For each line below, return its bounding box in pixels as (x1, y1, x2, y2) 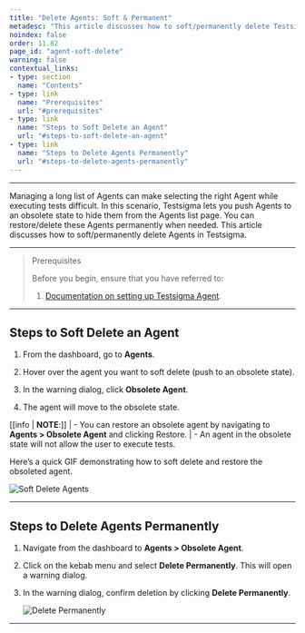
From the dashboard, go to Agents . (22, 349, 155, 360)
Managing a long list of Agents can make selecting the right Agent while (9, 190, 279, 201)
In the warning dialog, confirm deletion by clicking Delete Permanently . (22, 588, 291, 598)
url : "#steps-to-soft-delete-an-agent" (17, 132, 169, 141)
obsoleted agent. (9, 466, 73, 477)
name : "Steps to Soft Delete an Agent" (17, 124, 169, 133)
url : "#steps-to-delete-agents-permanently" (17, 156, 189, 166)
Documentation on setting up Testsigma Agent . (44, 290, 222, 301)
